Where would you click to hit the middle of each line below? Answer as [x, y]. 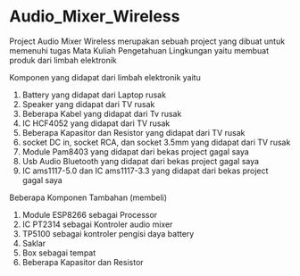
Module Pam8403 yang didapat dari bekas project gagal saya [136, 151]
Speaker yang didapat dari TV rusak [88, 104]
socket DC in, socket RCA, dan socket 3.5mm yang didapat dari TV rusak [156, 142]
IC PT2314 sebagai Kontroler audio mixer [97, 224]
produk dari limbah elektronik [63, 60]
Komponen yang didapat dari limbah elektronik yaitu [105, 77]
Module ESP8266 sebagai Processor [90, 214]
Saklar [34, 243]
